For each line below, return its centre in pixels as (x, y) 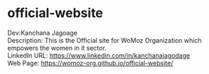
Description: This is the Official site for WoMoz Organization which (104, 40)
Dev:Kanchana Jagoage (43, 33)
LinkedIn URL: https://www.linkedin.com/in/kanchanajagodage (99, 55)
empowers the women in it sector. (57, 48)
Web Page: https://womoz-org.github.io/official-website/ (90, 63)
